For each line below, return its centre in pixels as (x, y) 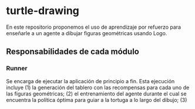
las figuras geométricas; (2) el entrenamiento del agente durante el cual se (96, 93)
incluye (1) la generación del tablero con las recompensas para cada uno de (98, 87)
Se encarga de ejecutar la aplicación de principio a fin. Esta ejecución (90, 81)
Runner (17, 69)
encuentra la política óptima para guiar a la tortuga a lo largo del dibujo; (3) (97, 100)
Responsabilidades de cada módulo (73, 52)
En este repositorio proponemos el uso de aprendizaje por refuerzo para (93, 27)
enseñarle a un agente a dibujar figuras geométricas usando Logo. (87, 33)
